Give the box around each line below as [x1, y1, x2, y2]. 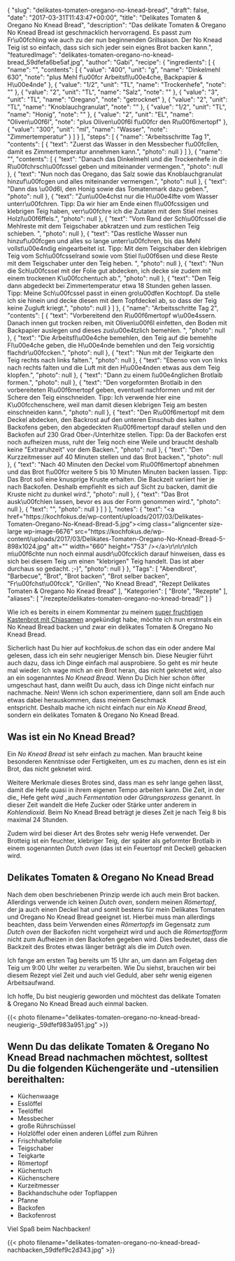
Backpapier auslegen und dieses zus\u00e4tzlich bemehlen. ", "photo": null [7, 326, 225, 334]
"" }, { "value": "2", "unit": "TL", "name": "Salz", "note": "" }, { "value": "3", [7, 88, 219, 96]
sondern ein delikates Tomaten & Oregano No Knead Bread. [7, 711, 180, 719]
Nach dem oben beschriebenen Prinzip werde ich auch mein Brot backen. [7, 890, 220, 899]
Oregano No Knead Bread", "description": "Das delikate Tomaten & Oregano [7, 21, 227, 29]
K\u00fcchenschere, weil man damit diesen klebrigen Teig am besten [7, 401, 208, 409]
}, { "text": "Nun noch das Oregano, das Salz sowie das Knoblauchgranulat [7, 170, 222, 178]
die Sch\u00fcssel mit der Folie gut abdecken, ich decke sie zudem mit [7, 266, 211, 275]
